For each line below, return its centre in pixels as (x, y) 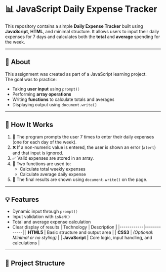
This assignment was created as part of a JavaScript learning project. (76, 74)
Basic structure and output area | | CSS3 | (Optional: (100, 232)
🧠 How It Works (29, 125)
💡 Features (22, 200)
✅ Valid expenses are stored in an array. (53, 158)
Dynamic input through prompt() (45, 211)
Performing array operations (42, 94)
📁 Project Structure (35, 263)
